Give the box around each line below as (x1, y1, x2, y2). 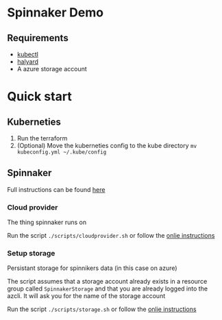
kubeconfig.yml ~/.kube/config (16, 149, 107, 156)
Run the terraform (16, 134, 68, 142)
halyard (16, 58, 39, 66)
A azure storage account (16, 65, 87, 73)
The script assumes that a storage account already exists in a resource (7, 278, 208, 286)
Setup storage (7, 249, 56, 258)
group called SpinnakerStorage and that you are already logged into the (7, 284, 208, 293)
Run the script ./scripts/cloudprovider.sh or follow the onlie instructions (7, 232, 215, 240)
